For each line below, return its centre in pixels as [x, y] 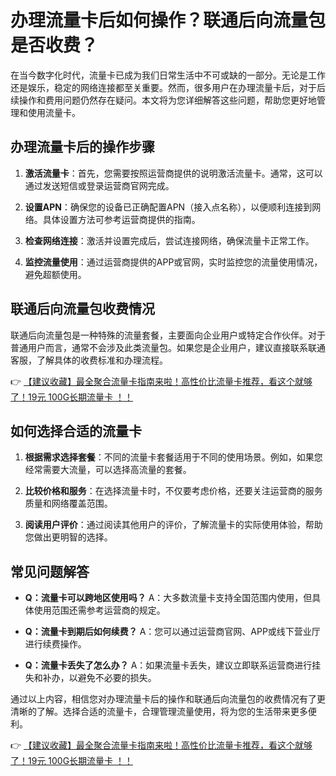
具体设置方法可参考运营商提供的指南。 [121, 219]
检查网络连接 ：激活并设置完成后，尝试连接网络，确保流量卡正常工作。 [169, 240]
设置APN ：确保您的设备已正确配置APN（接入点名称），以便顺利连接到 [168, 207]
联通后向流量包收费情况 [82, 309]
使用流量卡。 [54, 112]
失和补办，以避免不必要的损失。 [90, 678]
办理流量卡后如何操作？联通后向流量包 [168, 20]
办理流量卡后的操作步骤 [82, 147]
